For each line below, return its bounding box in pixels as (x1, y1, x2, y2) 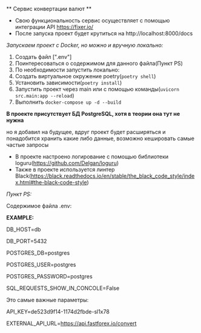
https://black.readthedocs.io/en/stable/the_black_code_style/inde (31, 172, 195, 180)
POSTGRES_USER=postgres (6, 261, 76, 268)
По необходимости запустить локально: (15, 66, 120, 73)
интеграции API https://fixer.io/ (15, 24, 94, 30)
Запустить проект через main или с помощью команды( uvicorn (15, 86, 180, 93)
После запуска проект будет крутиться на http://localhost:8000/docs (15, 30, 193, 37)
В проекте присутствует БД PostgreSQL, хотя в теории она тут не (6, 110, 180, 117)
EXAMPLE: (6, 214, 35, 221)
